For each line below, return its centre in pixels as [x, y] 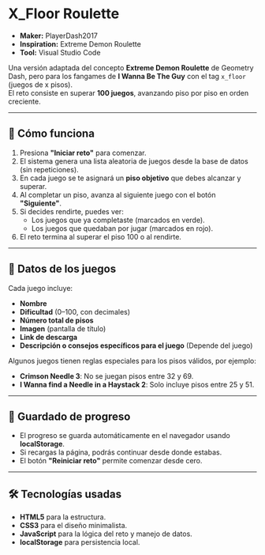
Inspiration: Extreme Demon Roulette [80, 43]
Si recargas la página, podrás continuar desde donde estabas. [121, 452]
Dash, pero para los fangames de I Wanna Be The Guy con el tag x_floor [127, 76]
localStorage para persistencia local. [80, 542]
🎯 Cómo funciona [51, 134]
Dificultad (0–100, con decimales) [75, 311]
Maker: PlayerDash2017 [59, 36]
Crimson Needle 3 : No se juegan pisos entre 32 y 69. [106, 376]
